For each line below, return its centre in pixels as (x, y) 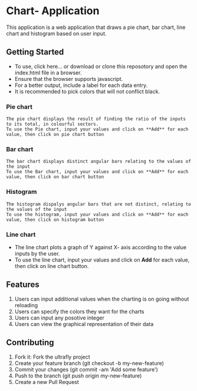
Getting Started (35, 52)
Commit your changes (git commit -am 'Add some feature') (86, 369)
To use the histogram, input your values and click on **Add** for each (97, 214)
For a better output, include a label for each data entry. (81, 85)
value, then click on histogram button (55, 220)
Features (23, 285)
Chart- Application (53, 11)
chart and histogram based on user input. (57, 33)
